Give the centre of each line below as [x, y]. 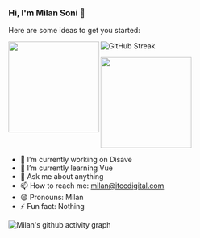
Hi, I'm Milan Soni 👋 [47, 13]
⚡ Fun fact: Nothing [52, 207]
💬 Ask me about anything [62, 177]
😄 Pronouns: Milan [52, 198]
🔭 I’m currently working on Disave [76, 160]
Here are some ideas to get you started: [75, 31]
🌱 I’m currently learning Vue [66, 168]
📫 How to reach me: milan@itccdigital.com [92, 186]
